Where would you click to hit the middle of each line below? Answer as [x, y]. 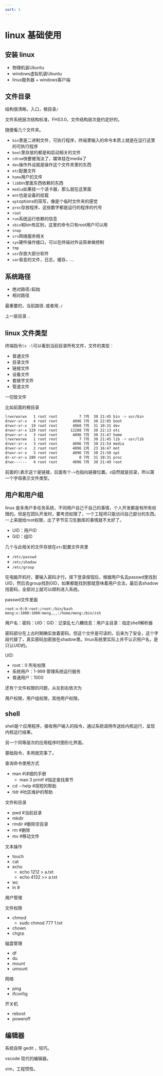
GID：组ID [22, 536]
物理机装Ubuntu [28, 67]
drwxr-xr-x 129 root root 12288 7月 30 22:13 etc [63, 430]
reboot [19, 1013]
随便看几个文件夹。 [24, 130]
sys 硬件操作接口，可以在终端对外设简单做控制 [58, 242]
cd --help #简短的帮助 [34, 786]
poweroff [21, 1019]
